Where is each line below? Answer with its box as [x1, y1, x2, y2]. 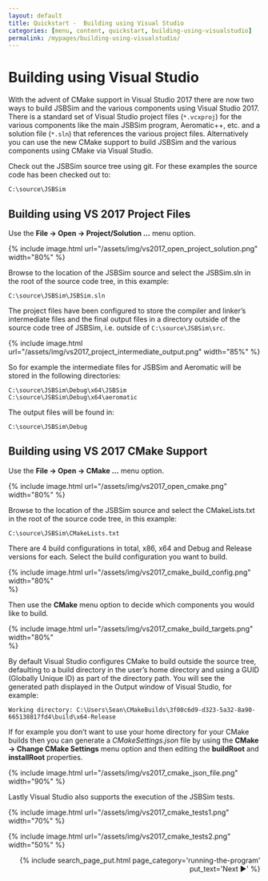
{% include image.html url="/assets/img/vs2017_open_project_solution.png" [8, 244, 258, 253]
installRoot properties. [8, 752, 83, 762]
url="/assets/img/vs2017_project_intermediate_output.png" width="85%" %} [8, 347, 261, 356]
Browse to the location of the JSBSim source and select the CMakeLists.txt [8, 505, 255, 515]
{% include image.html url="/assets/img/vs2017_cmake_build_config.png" [8, 567, 251, 577]
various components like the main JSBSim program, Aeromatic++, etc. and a [8, 121, 261, 130]
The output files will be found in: [8, 407, 114, 417]
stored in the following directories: [8, 371, 122, 380]
